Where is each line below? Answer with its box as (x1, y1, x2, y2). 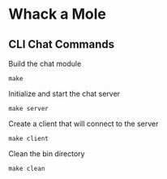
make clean (8, 164, 45, 172)
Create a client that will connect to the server (8, 119, 159, 129)
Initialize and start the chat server (8, 89, 120, 98)
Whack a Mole (8, 5, 107, 24)
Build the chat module (8, 59, 82, 68)
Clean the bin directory (8, 149, 85, 159)
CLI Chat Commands (8, 37, 115, 51)
